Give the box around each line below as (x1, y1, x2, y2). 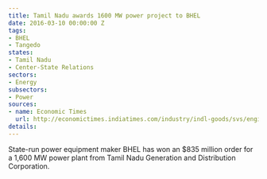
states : (8, 49, 34, 56)
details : (8, 123, 37, 130)
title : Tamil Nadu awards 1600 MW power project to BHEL (8, 11, 201, 20)
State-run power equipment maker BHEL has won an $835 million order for (8, 144, 253, 154)
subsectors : (8, 85, 48, 94)
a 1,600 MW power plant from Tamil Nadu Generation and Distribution (8, 153, 236, 162)
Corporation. (8, 161, 50, 171)
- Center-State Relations (8, 64, 94, 72)
